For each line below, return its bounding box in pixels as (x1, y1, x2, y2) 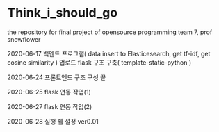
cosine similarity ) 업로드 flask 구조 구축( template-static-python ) (7, 58, 192, 67)
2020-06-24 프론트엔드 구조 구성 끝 (7, 73, 106, 81)
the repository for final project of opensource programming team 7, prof (7, 28, 213, 36)
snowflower (7, 35, 41, 43)
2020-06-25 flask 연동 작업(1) (7, 88, 92, 96)
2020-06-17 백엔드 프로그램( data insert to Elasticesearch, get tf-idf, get (7, 49, 211, 58)
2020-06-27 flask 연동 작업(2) (7, 102, 92, 110)
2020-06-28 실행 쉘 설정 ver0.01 (7, 117, 99, 126)
